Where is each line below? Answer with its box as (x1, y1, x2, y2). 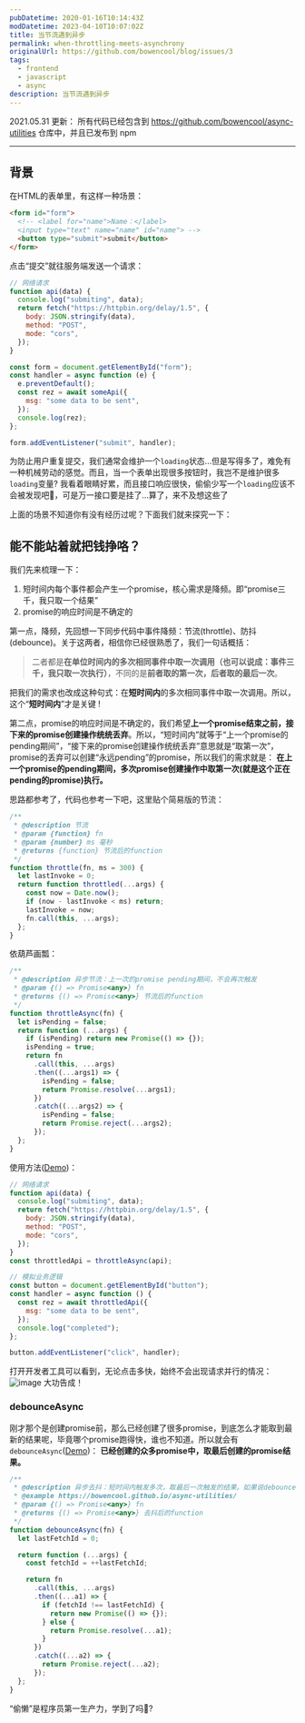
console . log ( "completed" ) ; (17, 1323, 120, 1333)
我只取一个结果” (38, 595, 98, 606)
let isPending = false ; (17, 1017, 107, 1027)
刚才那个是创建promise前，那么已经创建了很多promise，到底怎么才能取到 (9, 1422, 285, 1434)
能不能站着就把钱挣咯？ (9, 538, 141, 553)
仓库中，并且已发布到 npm (37, 127, 137, 137)
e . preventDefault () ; (17, 380, 95, 389)
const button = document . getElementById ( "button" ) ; (9, 1281, 209, 1291)
